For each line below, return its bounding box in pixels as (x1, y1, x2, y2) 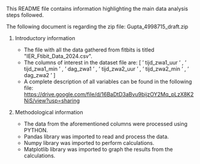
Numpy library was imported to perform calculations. (23, 139, 154, 146)
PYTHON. (23, 127, 49, 133)
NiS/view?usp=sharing (23, 97, 80, 104)
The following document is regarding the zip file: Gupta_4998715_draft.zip (6, 23, 189, 30)
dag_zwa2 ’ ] (23, 72, 56, 78)
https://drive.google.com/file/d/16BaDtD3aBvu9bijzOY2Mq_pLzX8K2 (23, 91, 194, 98)
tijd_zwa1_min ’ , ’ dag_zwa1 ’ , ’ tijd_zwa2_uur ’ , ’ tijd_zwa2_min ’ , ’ (23, 65, 189, 72)
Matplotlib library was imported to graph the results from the (23, 146, 173, 153)
